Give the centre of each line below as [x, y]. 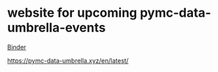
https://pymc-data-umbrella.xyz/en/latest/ [68, 60]
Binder [17, 47]
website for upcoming [72, 13]
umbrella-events [57, 28]
